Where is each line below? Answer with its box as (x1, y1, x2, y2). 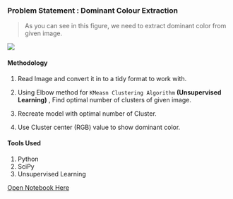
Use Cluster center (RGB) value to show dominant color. (17, 123, 181, 131)
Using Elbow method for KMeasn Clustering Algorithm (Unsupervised (17, 88, 222, 97)
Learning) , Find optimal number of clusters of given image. (17, 95, 192, 104)
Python (17, 155, 39, 163)
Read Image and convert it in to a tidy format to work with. (17, 74, 187, 83)
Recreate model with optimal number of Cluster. (17, 109, 157, 118)
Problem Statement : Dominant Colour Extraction (7, 6, 179, 16)
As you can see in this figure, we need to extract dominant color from (24, 22, 227, 30)
